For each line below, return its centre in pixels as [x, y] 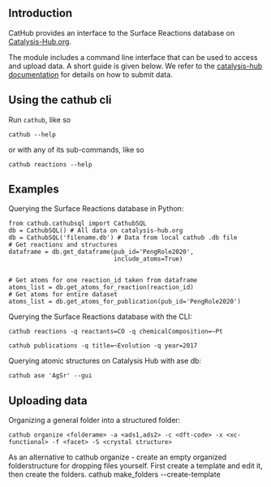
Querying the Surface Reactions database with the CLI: [100, 317]
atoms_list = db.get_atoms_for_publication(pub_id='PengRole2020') [125, 302]
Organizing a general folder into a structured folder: [95, 420]
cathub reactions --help [50, 164]
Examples [34, 190]
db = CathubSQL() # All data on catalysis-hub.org [96, 231]
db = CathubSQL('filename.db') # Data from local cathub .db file [123, 238]
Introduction [41, 13]
